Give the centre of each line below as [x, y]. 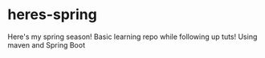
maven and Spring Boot [47, 44]
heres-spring [52, 15]
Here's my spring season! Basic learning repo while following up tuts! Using [132, 37]
